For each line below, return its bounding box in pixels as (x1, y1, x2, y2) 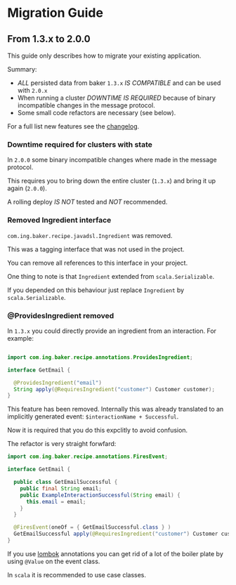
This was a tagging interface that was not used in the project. (7, 244, 185, 254)
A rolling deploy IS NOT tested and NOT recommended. (7, 198, 168, 206)
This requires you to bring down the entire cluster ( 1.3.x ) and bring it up (7, 177, 216, 185)
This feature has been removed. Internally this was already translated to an (7, 405, 224, 414)
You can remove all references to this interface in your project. (7, 258, 188, 267)
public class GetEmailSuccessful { (13, 479, 118, 486)
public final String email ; (20, 485, 102, 492)
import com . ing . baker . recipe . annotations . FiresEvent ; (7, 453, 169, 461)
